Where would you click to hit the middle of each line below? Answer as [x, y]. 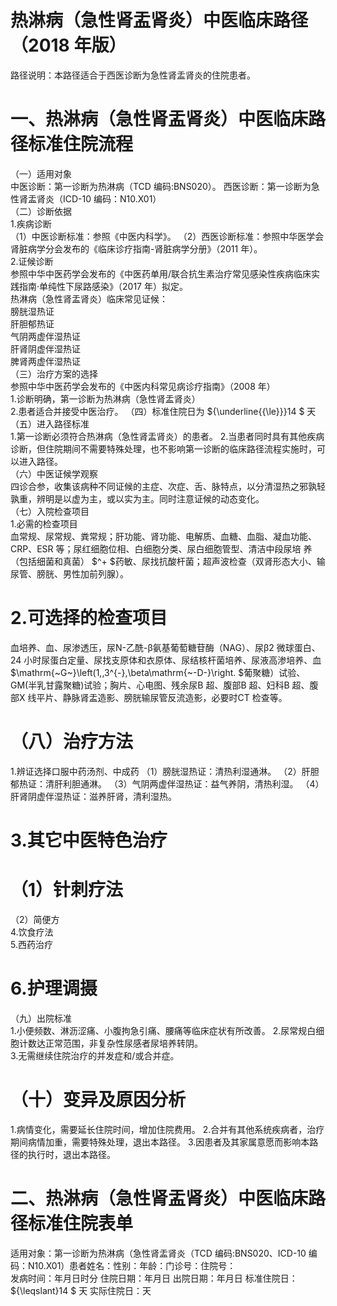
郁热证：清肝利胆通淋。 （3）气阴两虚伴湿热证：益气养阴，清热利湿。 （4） [167, 783]
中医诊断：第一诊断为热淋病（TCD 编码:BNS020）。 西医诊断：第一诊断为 [161, 186]
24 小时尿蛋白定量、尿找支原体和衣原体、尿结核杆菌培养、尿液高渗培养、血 [166, 660]
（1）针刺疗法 [67, 890]
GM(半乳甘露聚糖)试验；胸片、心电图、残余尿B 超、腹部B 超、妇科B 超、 [160, 685]
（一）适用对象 [41, 173]
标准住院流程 [81, 144]
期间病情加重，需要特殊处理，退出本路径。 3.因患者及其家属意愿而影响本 [160, 1142]
